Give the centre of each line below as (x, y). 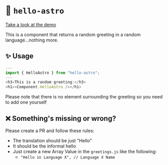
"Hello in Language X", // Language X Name (68, 157)
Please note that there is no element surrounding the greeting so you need (84, 97)
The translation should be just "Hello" (52, 140)
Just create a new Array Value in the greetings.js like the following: (85, 151)
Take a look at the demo (31, 25)
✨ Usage (20, 56)
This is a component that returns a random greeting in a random (73, 34)
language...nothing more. (32, 40)
